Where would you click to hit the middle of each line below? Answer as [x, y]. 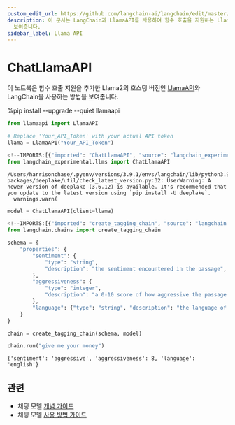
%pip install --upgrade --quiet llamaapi [64, 111]
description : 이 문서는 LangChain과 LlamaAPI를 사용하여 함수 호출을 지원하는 [111, 20]
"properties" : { [44, 250]
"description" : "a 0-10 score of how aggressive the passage [136, 295]
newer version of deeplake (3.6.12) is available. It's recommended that [117, 187]
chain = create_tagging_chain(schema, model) [74, 333]
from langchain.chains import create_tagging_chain [84, 230]
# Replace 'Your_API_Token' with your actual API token [90, 136]
